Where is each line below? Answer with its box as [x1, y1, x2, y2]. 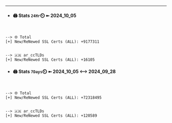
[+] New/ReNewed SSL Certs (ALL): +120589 [5, 113, 97, 118]
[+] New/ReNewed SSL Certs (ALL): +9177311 [5, 39, 100, 44]
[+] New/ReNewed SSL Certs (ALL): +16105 [5, 57, 95, 62]
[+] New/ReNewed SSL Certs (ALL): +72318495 [5, 95, 102, 100]
